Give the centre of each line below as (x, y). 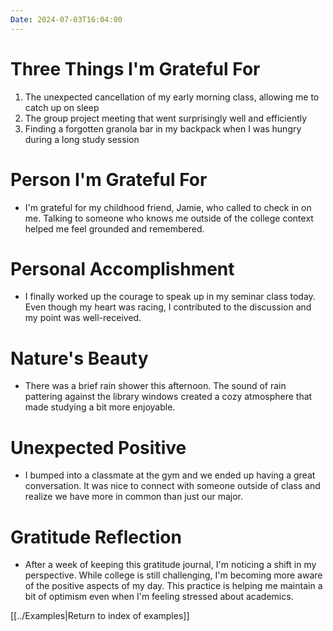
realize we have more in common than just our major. (133, 497)
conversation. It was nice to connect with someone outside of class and (172, 486)
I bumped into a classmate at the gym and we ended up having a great (170, 475)
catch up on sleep (62, 107)
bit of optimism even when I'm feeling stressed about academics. (159, 597)
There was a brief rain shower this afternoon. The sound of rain (155, 386)
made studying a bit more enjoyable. (100, 407)
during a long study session (82, 139)
